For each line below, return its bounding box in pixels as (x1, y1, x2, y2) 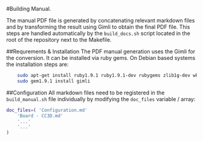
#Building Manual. (6, 5, 51, 12)
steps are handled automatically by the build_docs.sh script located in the (6, 30, 190, 37)
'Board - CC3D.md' (17, 113, 63, 119)
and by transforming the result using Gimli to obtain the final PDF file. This (6, 24, 190, 30)
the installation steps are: (6, 61, 69, 68)
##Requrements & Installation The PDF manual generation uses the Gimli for (6, 48, 196, 55)
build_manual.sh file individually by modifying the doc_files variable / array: (6, 95, 196, 102)
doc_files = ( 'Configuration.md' (6, 107, 88, 113)
